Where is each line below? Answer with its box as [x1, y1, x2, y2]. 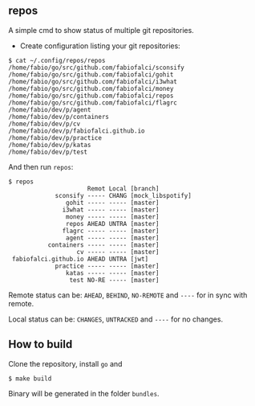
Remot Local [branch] [87, 184, 160, 193]
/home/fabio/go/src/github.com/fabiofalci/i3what [8, 77, 178, 85]
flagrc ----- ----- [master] [62, 227, 160, 235]
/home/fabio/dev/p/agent [8, 105, 91, 113]
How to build [8, 338, 73, 351]
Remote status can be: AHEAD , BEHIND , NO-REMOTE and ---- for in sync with [8, 290, 248, 300]
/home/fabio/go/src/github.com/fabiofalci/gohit [8, 70, 174, 79]
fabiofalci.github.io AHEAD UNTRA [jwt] [11, 255, 149, 263]
